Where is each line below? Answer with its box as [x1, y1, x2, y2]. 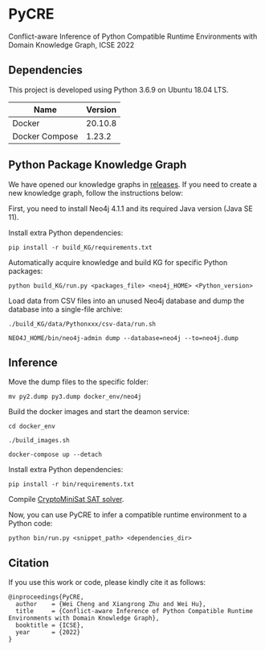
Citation [8, 556, 50, 570]
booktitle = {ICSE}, [15, 621, 84, 629]
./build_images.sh [8, 437, 70, 445]
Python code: [8, 519, 53, 529]
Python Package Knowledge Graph [8, 158, 187, 172]
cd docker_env [8, 422, 56, 431]
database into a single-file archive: [8, 304, 123, 314]
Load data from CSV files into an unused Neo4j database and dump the [8, 296, 245, 305]
